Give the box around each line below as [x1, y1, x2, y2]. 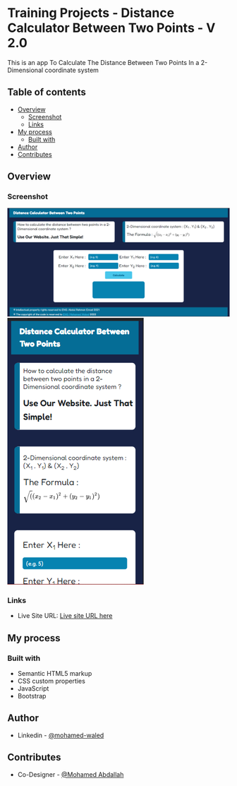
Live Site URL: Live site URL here [17, 612, 113, 620]
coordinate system [44, 66, 99, 74]
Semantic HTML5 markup [17, 669, 92, 678]
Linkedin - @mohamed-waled [17, 731, 104, 739]
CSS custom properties [17, 677, 86, 686]
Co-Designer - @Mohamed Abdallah [17, 770, 124, 778]
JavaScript [17, 684, 49, 693]
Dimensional [7, 66, 44, 74]
